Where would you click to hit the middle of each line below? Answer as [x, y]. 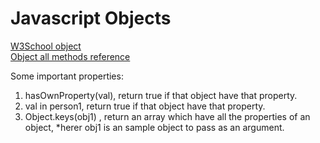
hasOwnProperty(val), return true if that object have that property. [161, 95]
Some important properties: [67, 76]
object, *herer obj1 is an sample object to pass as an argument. [154, 127]
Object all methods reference [70, 56]
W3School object [46, 46]
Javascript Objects [91, 18]
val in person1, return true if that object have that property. [145, 106]
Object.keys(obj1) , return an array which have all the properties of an [167, 116]
